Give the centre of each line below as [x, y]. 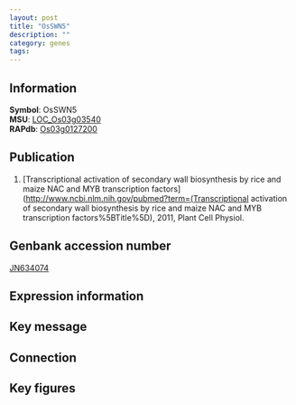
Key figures [42, 388]
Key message [48, 327]
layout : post [34, 18]
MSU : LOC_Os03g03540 [55, 119]
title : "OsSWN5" [40, 26]
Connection [43, 358]
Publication [42, 158]
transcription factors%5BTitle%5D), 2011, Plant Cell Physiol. [133, 217]
